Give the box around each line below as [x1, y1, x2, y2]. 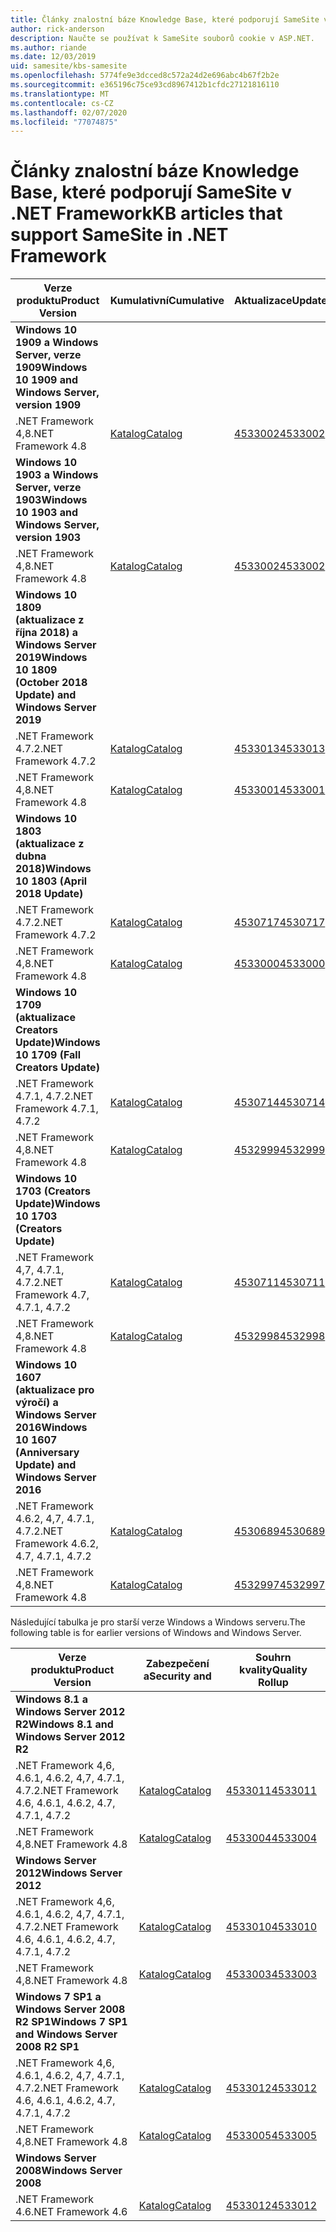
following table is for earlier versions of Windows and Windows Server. [10, 1627, 302, 1639]
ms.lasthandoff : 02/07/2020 [10, 107, 128, 118]
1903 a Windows [15, 468, 99, 482]
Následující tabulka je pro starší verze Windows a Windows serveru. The [10, 1616, 306, 1628]
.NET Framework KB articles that [10, 202, 283, 225]
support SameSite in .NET [10, 224, 229, 246]
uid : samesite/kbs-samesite [10, 61, 128, 71]
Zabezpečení [145, 1657, 210, 1671]
